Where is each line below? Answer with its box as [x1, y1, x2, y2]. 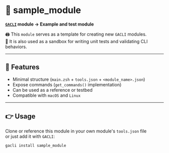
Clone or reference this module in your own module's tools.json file [5, 128, 147, 134]
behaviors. [5, 44, 28, 50]
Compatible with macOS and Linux [12, 92, 81, 98]
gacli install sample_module [5, 143, 66, 148]
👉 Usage [5, 112, 36, 121]
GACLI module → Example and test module [5, 21, 94, 27]
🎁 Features [5, 63, 40, 72]
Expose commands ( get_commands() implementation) [12, 81, 122, 87]
